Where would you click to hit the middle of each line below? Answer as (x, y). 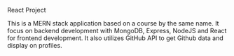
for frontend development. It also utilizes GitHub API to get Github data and (115, 38)
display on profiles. (35, 45)
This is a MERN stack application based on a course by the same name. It (113, 23)
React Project (27, 10)
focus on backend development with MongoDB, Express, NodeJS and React (117, 31)
